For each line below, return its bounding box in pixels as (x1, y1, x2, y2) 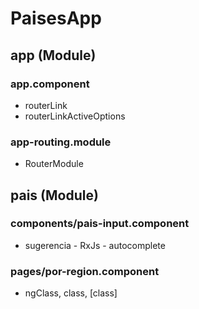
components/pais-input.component (10, 217, 190, 231)
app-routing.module (10, 135, 112, 149)
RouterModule (24, 158, 84, 170)
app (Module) (10, 47, 97, 64)
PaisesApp (10, 7, 102, 30)
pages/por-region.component (10, 264, 160, 278)
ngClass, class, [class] (24, 287, 118, 299)
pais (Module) (10, 187, 99, 204)
